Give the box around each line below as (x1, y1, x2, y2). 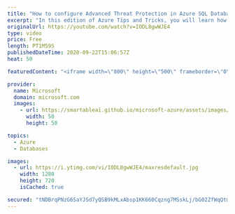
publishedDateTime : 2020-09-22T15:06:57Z (7, 49, 130, 56)
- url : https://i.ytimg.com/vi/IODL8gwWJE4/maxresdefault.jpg (13, 165, 199, 171)
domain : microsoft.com (13, 93, 80, 101)
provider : (7, 81, 36, 88)
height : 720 (20, 177, 55, 185)
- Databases (13, 145, 49, 152)
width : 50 (25, 113, 55, 121)
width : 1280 (20, 171, 55, 178)
